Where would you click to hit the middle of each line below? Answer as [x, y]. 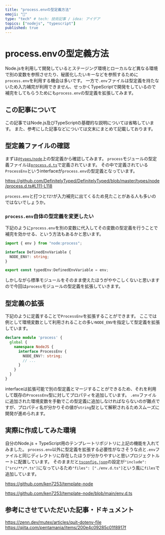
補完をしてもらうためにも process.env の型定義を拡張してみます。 [70, 93]
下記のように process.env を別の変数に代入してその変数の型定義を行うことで [82, 228]
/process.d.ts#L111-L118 [29, 186]
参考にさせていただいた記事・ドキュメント [69, 510]
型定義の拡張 [25, 303]
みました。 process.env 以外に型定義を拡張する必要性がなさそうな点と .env [80, 449]
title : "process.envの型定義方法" [38, 10]
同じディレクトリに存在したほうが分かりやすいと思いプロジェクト [89, 455]
